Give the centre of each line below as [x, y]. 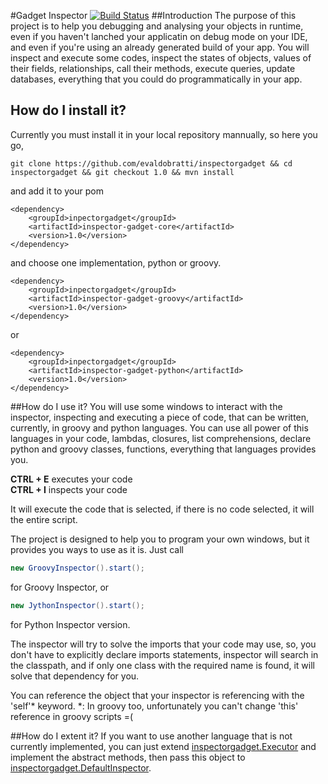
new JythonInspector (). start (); [77, 605]
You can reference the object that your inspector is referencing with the [157, 695]
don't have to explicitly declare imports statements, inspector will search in [164, 654]
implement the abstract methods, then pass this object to [128, 757]
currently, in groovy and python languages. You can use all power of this [159, 427]
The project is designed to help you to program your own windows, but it [160, 539]
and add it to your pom [57, 191]
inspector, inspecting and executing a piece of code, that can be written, [160, 417]
